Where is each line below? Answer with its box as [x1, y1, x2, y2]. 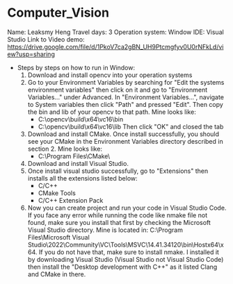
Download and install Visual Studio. [27, 159, 129, 167]
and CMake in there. [27, 269, 86, 278]
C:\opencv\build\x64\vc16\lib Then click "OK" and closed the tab [38, 122, 224, 131]
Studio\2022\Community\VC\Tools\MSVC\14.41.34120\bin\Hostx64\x [27, 240, 224, 249]
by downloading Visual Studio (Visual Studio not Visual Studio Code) [27, 255, 224, 263]
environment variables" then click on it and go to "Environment [27, 85, 208, 94]
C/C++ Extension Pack [38, 196, 104, 204]
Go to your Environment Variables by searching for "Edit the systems [27, 78, 225, 86]
